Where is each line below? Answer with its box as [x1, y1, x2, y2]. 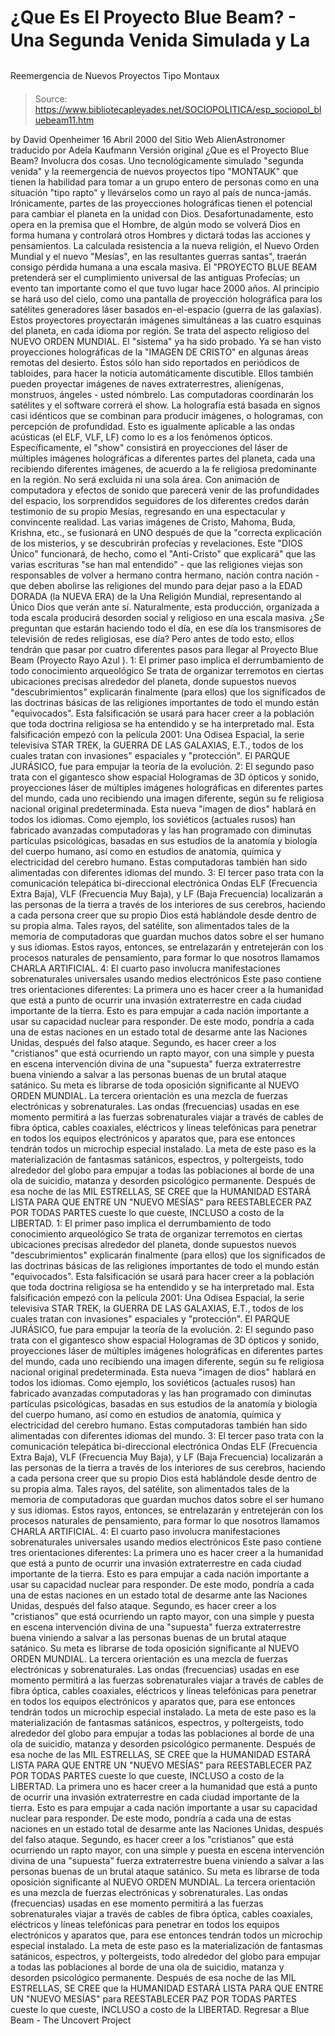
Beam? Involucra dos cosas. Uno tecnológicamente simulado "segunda [10, 154, 304, 166]
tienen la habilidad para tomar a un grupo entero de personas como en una [10, 176, 320, 188]
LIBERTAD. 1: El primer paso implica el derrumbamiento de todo [10, 1217, 272, 1229]
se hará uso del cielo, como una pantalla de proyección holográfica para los [10, 292, 323, 305]
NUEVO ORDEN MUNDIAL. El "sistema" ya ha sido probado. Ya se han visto [10, 335, 322, 347]
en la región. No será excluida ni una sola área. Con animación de [10, 473, 280, 485]
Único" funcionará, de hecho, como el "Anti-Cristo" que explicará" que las [10, 547, 316, 560]
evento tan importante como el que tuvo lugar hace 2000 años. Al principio [10, 282, 320, 294]
